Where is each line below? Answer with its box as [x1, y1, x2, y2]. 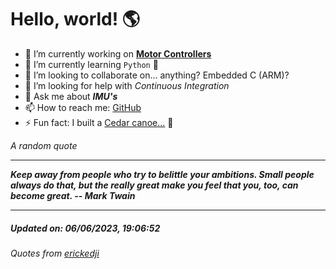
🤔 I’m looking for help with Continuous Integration [24, 79, 230, 91]
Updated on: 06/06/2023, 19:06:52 [10, 222, 161, 234]
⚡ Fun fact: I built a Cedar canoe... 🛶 [24, 116, 174, 128]
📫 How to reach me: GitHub [24, 101, 142, 113]
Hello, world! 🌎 [10, 8, 141, 31]
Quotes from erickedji [10, 247, 100, 259]
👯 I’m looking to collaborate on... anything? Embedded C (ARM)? [24, 69, 290, 81]
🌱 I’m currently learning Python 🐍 [24, 58, 159, 70]
